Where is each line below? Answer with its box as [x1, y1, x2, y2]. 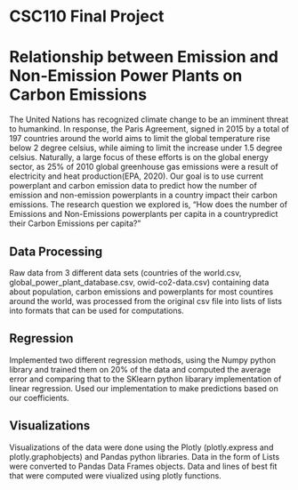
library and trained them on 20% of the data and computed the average [9, 364, 271, 374]
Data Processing [9, 244, 103, 259]
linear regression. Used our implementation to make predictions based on [9, 382, 278, 393]
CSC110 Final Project [9, 6, 165, 27]
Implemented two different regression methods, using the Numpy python [9, 354, 277, 365]
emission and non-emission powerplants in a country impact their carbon [9, 189, 278, 201]
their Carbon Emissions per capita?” [9, 218, 141, 229]
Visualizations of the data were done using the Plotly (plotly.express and [9, 442, 274, 453]
